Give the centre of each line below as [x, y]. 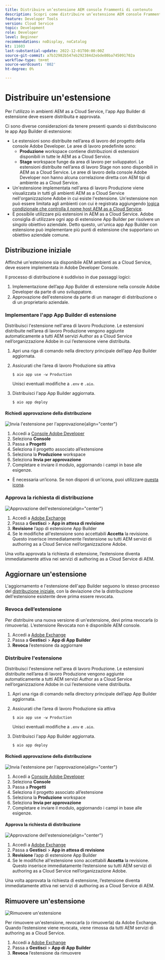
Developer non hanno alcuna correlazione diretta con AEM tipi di [85, 177]
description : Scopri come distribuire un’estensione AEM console [73, 14]
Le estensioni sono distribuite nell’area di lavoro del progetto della [79, 141]
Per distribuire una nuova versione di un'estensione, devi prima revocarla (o [82, 620]
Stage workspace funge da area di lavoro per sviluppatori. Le [82, 162]
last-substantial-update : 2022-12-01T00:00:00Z [55, 51]
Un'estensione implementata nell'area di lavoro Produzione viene [78, 188]
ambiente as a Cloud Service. [49, 182]
